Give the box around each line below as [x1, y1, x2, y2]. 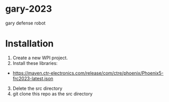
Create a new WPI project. [12, 55, 68, 61]
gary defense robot [5, 20, 46, 26]
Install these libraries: [12, 60, 58, 66]
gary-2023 [5, 3, 52, 15]
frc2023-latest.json [12, 75, 53, 82]
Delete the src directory [12, 85, 63, 91]
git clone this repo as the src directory [12, 90, 93, 97]
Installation [5, 38, 54, 49]
